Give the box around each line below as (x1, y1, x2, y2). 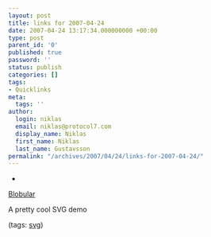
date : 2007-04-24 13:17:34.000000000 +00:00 (8, 26, 158, 34)
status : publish (8, 64, 62, 72)
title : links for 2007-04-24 (8, 19, 105, 27)
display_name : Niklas (15, 130, 87, 138)
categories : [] (8, 71, 59, 79)
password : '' (8, 56, 52, 64)
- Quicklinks (8, 85, 52, 94)
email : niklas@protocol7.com (15, 122, 112, 130)
